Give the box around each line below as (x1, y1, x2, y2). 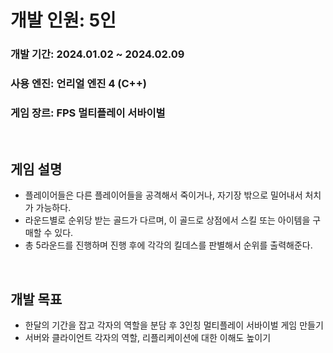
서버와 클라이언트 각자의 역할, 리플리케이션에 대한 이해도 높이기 (24, 331, 272, 343)
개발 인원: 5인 (10, 9, 117, 32)
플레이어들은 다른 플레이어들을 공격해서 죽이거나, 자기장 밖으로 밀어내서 (24, 189, 303, 201)
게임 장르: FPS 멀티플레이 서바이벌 (10, 106, 166, 120)
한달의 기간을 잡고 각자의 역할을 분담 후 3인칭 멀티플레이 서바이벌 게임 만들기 (24, 319, 324, 331)
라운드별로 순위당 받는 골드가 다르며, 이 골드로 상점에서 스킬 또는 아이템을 (24, 214, 311, 226)
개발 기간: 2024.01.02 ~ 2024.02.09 (10, 47, 185, 61)
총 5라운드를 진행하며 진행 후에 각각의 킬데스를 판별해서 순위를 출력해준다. (24, 239, 313, 251)
